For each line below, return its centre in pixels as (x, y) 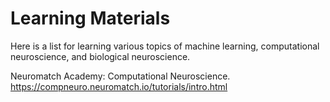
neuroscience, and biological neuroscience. (100, 56)
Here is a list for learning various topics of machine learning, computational (165, 46)
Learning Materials (90, 18)
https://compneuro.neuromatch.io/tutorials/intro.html (119, 86)
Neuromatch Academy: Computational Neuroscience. (120, 76)
